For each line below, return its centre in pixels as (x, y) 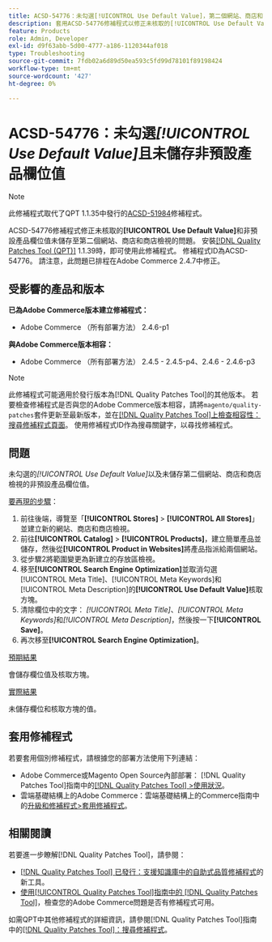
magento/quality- (233, 406)
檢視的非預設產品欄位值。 (51, 484)
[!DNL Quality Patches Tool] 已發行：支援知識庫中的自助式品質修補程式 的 (142, 872)
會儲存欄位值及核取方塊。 (51, 675)
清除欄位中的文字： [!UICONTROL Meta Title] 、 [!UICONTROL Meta (132, 610)
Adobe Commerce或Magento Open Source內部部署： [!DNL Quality (133, 775)
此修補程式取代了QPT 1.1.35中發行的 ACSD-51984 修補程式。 (107, 213)
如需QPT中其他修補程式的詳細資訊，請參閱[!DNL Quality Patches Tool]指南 (133, 919)
